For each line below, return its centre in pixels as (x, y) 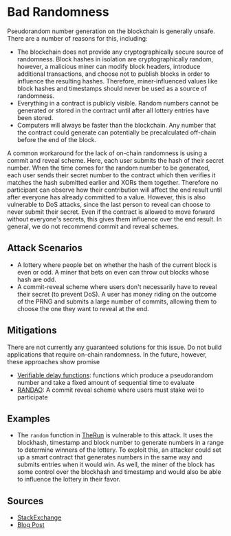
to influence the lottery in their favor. (69, 479)
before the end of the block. (57, 139)
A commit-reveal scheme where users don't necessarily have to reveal (117, 286)
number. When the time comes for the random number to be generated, (109, 168)
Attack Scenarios (45, 248)
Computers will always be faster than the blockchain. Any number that (117, 125)
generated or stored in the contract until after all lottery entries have (113, 110)
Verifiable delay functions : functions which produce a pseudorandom (115, 375)
